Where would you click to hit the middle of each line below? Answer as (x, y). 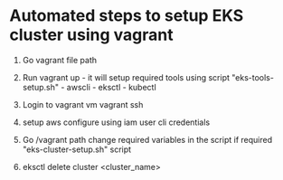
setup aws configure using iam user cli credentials (116, 122)
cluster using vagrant (91, 35)
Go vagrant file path (60, 60)
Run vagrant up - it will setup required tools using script (126, 77)
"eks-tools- (253, 77)
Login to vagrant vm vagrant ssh (83, 104)
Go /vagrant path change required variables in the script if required (147, 139)
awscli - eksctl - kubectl (111, 87)
